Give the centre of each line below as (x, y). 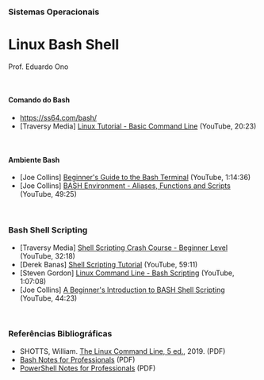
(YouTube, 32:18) (47, 255)
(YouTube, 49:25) (48, 194)
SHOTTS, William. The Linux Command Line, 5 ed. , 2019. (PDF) (122, 351)
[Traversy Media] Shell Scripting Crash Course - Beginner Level (124, 248)
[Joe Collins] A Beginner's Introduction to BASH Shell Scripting (122, 290)
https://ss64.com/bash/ (58, 118)
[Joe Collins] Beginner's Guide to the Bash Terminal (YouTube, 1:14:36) (135, 178)
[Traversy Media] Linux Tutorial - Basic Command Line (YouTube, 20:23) (138, 126)
